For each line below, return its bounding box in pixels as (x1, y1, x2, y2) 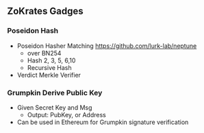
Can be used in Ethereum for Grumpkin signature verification (16, 118, 189, 126)
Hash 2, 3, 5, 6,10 (27, 56, 76, 64)
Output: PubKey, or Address (27, 110, 106, 119)
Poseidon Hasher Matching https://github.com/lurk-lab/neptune (16, 41, 197, 50)
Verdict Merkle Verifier (16, 71, 81, 79)
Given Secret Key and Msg (16, 103, 92, 112)
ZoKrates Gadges (7, 5, 84, 17)
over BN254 (27, 49, 62, 57)
